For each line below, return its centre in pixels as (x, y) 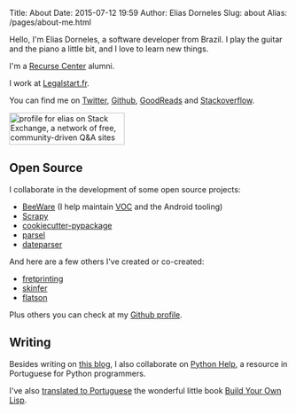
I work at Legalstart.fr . (50, 83)
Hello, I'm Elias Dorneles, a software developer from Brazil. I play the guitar (146, 39)
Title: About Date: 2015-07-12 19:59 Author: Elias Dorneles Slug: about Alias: (148, 13)
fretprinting (43, 278)
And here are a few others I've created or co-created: (107, 262)
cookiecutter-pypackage (67, 225)
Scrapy (35, 215)
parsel (34, 235)
